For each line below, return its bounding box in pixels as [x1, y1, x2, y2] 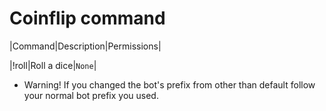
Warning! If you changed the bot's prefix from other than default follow [23, 78, 316, 91]
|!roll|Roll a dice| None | [9, 59, 97, 71]
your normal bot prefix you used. [23, 89, 159, 101]
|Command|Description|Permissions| [9, 40, 162, 52]
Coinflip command [9, 7, 166, 30]
